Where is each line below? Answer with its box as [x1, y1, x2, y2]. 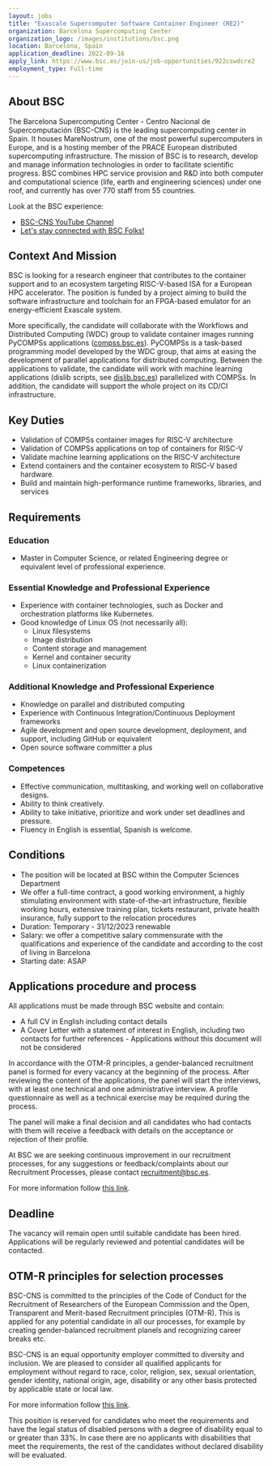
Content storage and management [32, 643, 147, 654]
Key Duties [8, 413, 65, 427]
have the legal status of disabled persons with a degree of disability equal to [8, 1425, 263, 1434]
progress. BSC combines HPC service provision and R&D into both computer [8, 168, 264, 178]
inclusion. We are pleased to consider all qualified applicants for [8, 1358, 222, 1369]
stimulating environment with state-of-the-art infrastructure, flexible [19, 895, 247, 906]
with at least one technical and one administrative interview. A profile [8, 1084, 239, 1094]
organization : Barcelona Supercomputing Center [8, 27, 172, 35]
